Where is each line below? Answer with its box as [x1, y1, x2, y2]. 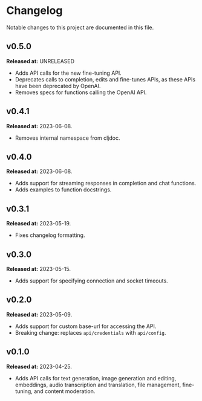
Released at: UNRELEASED [6, 57, 74, 64]
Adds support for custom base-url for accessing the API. [15, 323, 157, 330]
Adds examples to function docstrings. [15, 186, 112, 193]
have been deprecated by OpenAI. [15, 82, 101, 89]
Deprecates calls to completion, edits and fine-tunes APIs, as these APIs [15, 75, 195, 83]
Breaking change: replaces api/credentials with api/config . [15, 329, 166, 336]
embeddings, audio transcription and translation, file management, [15, 381, 181, 388]
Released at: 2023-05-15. [6, 266, 71, 272]
